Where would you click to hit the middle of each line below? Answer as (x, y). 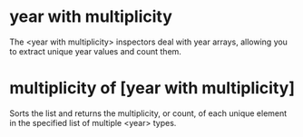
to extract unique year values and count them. (95, 51)
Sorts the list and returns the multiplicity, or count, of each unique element (148, 113)
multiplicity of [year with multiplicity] (152, 88)
